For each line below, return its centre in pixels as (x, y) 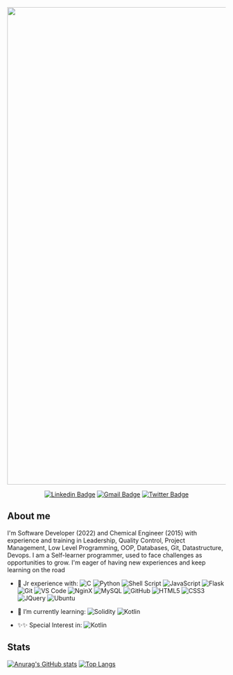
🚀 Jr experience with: (48, 583)
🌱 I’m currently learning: (51, 611)
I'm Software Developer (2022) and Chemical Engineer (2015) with (102, 533)
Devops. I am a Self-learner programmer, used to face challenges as (105, 555)
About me (29, 516)
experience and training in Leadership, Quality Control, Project (96, 540)
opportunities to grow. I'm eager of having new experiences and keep (106, 562)
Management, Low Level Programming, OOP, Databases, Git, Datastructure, (115, 547)
